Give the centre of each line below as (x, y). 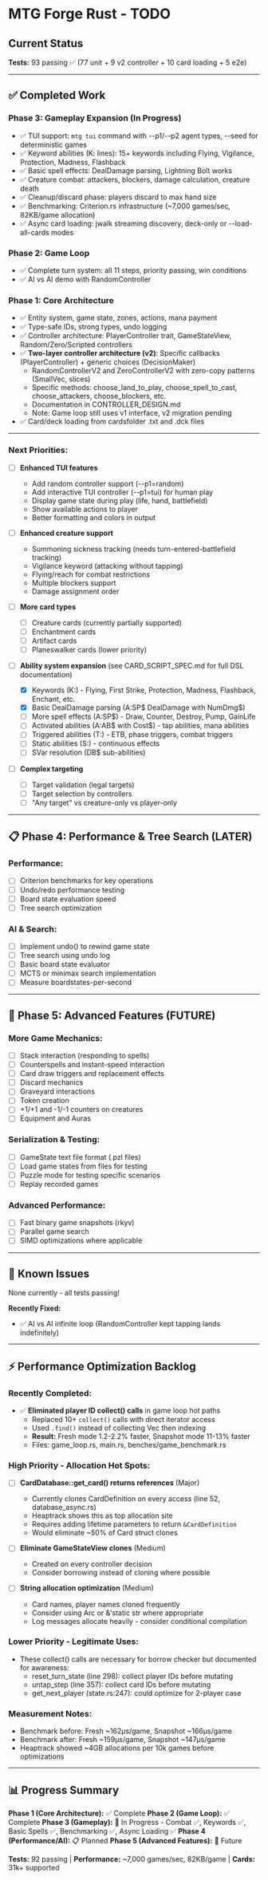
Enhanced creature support (67, 533)
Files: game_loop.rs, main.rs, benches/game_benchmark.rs (129, 1445)
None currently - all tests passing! (64, 1293)
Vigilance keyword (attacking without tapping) (107, 566)
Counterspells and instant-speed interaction (92, 1065)
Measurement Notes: (50, 1713)
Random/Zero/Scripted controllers (76, 345)
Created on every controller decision (92, 1564)
